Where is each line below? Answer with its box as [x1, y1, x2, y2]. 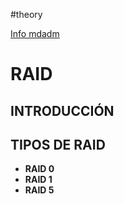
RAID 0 [24, 163, 55, 175]
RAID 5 [24, 184, 55, 196]
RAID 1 [24, 174, 53, 186]
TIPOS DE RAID [10, 136, 106, 153]
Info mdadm [10, 28, 60, 39]
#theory [10, 9, 43, 20]
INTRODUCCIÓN [10, 102, 115, 119]
